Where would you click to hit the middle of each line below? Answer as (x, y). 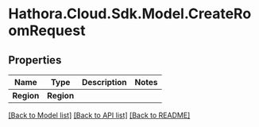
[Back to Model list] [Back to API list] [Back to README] (99, 115)
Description (104, 82)
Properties (35, 60)
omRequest (47, 31)
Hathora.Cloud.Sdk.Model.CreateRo (130, 14)
